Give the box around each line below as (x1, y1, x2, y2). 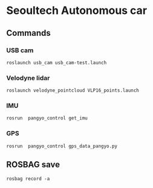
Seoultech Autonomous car (6, 4, 147, 18)
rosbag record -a (6, 175, 50, 182)
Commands (6, 28, 51, 38)
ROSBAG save (6, 159, 60, 170)
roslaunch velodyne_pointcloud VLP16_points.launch (6, 87, 139, 94)
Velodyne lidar (6, 73, 50, 82)
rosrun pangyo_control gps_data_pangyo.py (6, 143, 118, 149)
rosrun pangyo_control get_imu (6, 115, 88, 121)
